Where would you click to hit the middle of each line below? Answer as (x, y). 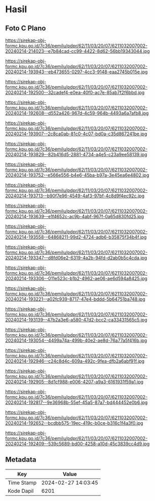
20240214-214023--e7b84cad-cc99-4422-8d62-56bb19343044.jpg (78, 51)
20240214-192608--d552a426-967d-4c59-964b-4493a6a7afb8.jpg (77, 113)
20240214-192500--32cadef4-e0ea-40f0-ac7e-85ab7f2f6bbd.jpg (75, 92)
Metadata (21, 460)
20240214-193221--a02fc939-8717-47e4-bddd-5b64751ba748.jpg (75, 299)
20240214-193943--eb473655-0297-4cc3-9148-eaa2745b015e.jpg (76, 72)
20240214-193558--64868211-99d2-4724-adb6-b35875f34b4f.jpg (76, 237)
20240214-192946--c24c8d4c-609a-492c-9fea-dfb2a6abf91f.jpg (75, 361)
